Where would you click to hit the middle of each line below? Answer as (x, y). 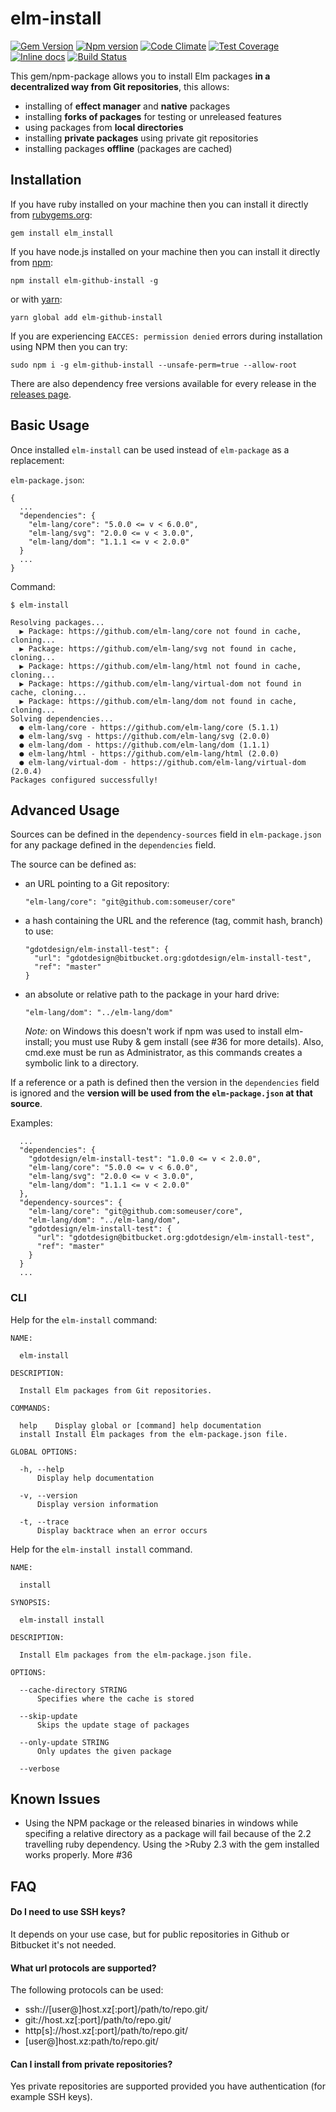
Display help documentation (95, 1478)
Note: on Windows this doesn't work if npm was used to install (153, 1031)
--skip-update (48, 1716)
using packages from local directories (104, 127)
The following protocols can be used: (87, 1990)
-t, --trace (44, 1522)
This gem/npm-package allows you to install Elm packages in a (140, 76)
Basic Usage (50, 425)
